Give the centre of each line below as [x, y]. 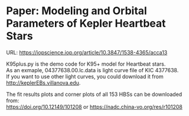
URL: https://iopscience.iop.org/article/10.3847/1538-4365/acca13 [87, 52]
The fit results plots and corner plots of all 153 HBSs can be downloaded [94, 94]
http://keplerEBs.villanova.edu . [43, 83]
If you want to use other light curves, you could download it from [85, 76]
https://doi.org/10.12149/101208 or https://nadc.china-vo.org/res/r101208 [94, 107]
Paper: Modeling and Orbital [77, 11]
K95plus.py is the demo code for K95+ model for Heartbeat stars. [86, 64]
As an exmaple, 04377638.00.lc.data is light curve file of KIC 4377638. [92, 70]
